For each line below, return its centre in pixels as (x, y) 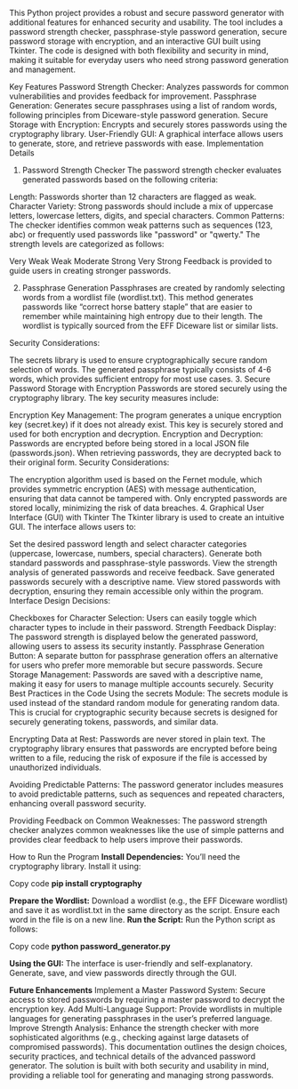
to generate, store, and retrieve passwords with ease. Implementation (137, 143)
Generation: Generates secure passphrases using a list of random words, (143, 105)
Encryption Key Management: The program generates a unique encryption (145, 415)
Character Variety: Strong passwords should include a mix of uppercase (141, 206)
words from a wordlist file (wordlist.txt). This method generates (137, 297)
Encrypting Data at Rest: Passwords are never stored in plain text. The (137, 739)
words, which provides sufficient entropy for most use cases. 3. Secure (140, 379)
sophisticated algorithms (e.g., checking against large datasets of (129, 1037)
